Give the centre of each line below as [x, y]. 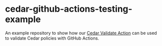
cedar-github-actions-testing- [69, 9]
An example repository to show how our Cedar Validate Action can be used [81, 33]
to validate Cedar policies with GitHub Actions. [52, 38]
